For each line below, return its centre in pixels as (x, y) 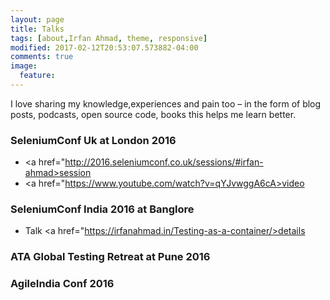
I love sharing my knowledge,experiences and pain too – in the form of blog (166, 103)
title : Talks (37, 29)
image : (24, 66)
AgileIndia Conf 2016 (62, 284)
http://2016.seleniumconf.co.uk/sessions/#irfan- (164, 162)
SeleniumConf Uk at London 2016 (93, 140)
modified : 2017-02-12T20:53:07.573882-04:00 (104, 47)
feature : (37, 76)
